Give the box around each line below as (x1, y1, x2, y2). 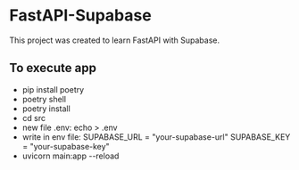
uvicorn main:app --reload (21, 150, 120, 161)
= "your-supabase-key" (21, 141, 110, 151)
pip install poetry (21, 84, 85, 94)
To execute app (9, 61, 96, 76)
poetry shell (21, 93, 67, 104)
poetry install (21, 103, 71, 114)
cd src (21, 112, 46, 123)
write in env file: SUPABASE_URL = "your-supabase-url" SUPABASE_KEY (21, 131, 291, 142)
